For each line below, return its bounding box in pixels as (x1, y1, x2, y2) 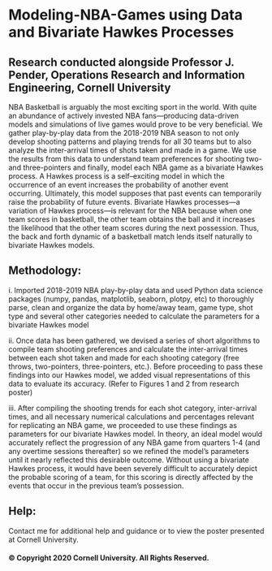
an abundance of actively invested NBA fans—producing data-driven (8, 111, 240, 120)
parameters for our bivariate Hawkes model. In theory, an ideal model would (8, 429, 262, 439)
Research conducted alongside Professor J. (8, 55, 235, 69)
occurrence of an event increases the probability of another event (8, 180, 229, 189)
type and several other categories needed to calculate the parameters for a (8, 311, 260, 321)
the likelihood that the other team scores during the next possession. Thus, (8, 223, 260, 232)
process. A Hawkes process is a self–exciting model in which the (8, 171, 225, 180)
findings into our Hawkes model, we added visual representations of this (8, 370, 251, 379)
